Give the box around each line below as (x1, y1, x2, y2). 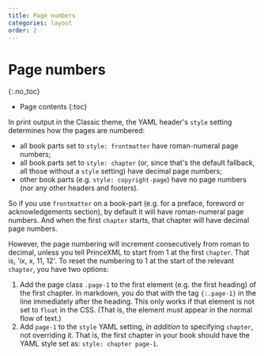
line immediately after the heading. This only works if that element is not (19, 297, 255, 306)
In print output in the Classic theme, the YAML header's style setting (8, 117, 232, 127)
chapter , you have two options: (8, 265, 109, 274)
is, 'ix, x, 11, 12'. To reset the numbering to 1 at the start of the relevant (8, 256, 235, 266)
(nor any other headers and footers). (19, 183, 139, 193)
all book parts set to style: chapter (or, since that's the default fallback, (19, 158, 255, 167)
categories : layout (8, 19, 73, 27)
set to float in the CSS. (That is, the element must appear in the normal (19, 305, 253, 315)
